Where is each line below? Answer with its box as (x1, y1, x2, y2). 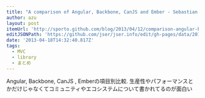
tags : (6, 43, 20, 49)
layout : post (6, 20, 40, 26)
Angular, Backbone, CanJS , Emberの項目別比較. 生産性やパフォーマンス (6, 77, 189, 85)
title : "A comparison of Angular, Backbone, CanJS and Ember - (6, 9, 171, 15)
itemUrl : (6, 26, 29, 32)
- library (12, 54, 37, 60)
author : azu (6, 15, 37, 21)
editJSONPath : (6, 32, 43, 38)
